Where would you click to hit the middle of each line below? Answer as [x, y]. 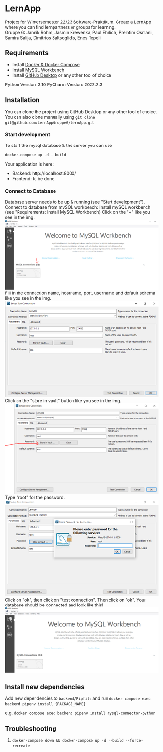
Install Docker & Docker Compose [46, 64]
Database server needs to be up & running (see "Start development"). [75, 202]
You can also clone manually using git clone [50, 117]
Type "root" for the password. [35, 497]
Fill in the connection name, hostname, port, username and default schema [80, 293]
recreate [21, 746]
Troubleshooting [31, 728]
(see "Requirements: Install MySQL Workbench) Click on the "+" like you [78, 212]
